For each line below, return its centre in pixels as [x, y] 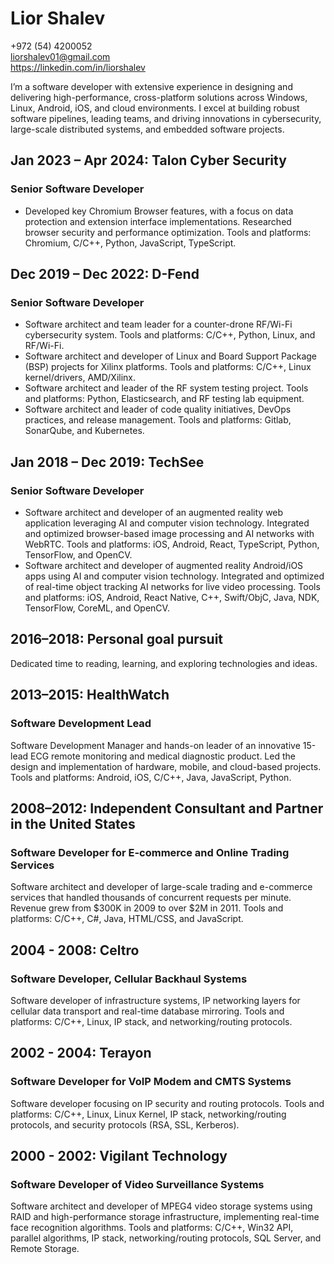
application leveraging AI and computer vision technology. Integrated [167, 523]
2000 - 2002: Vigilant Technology [119, 1155]
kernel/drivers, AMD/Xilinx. [80, 378]
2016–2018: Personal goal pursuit [117, 639]
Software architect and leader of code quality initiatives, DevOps [158, 409]
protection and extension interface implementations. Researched [158, 221]
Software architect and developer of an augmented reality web [154, 512]
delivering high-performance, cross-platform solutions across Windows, [159, 97]
